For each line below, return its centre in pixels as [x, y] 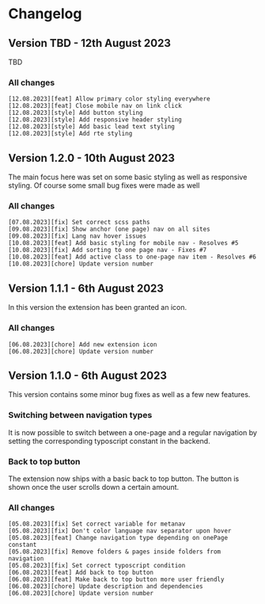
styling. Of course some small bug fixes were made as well [104, 185]
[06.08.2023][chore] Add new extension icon [83, 344]
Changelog [45, 14]
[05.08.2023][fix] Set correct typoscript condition [97, 566]
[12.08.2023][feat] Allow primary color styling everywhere [110, 99]
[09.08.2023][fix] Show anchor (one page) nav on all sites [110, 229]
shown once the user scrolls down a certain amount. [94, 487]
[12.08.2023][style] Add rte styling [70, 134]
